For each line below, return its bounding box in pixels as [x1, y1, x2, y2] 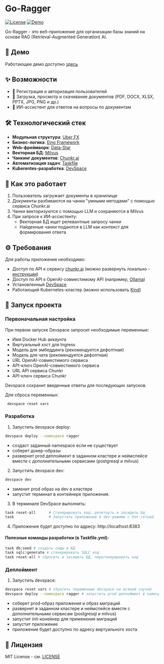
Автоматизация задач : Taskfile [12, 160, 78, 166]
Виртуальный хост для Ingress [12, 341, 76, 347]
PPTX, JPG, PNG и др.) [12, 99, 59, 104]
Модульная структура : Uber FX [12, 134, 80, 140]
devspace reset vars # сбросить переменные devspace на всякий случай [5, 587, 152, 592]
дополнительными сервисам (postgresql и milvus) [12, 611, 117, 617]
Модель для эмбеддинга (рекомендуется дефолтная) [12, 347, 124, 353]
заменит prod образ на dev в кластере [12, 486, 93, 492]
